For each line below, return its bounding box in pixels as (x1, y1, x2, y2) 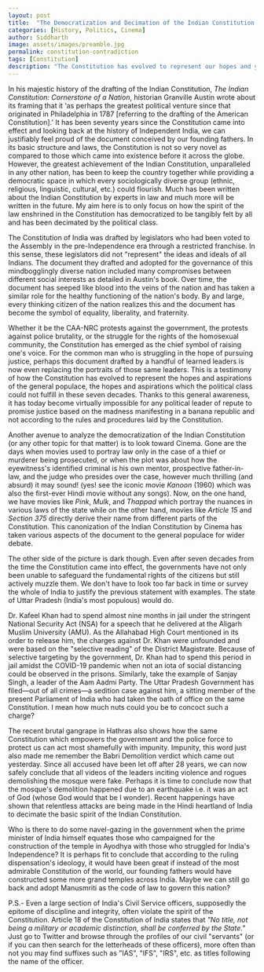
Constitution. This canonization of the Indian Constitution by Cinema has (8, 521, 243, 531)
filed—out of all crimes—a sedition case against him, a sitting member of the (8, 685, 255, 695)
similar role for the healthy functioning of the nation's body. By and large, (8, 291, 245, 301)
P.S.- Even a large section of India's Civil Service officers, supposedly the (8, 898, 247, 908)
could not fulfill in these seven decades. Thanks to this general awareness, (8, 389, 251, 399)
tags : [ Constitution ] (8, 56, 79, 64)
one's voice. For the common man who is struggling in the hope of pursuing (8, 348, 254, 357)
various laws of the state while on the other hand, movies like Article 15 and (8, 505, 252, 514)
